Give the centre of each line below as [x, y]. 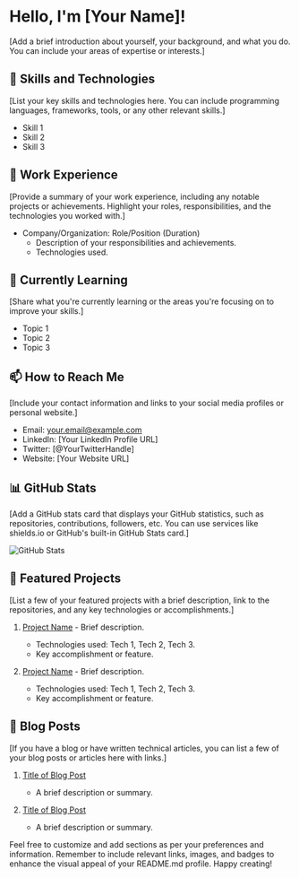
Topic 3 [36, 348]
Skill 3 [34, 146]
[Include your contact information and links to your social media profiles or [147, 403]
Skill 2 [34, 137]
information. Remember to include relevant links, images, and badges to [142, 854]
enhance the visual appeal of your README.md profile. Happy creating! [141, 864]
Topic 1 [35, 328]
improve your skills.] [47, 311]
